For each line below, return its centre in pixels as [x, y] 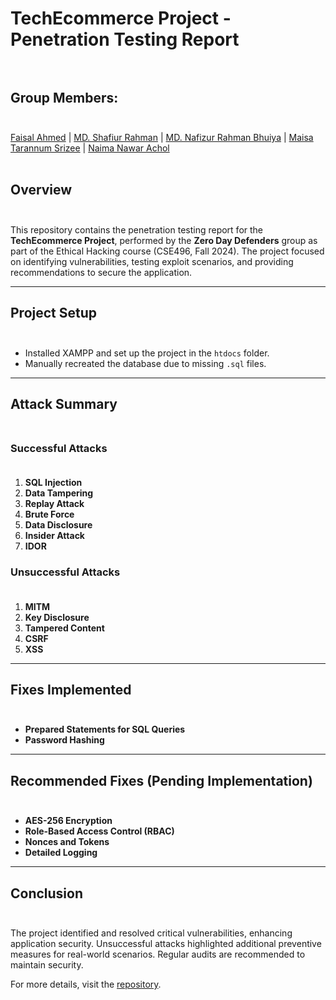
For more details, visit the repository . [86, 984]
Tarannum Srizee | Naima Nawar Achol [90, 148]
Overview [41, 190]
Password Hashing [64, 740]
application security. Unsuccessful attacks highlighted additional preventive [166, 944]
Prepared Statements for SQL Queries [105, 729]
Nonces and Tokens [67, 842]
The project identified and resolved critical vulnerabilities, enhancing [151, 933]
